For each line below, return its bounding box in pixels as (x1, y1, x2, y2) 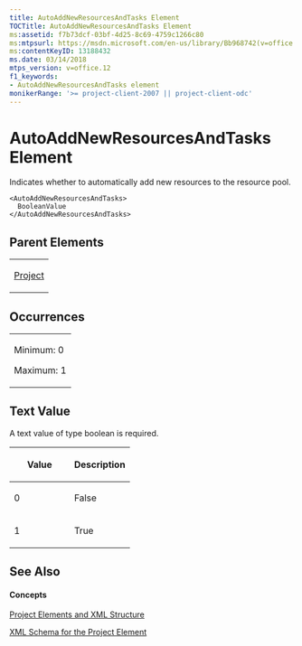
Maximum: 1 (14, 364, 67, 377)
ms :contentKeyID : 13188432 (9, 47, 111, 56)
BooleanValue (17, 202, 67, 211)
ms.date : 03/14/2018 (9, 55, 88, 64)
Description (73, 458, 126, 471)
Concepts (9, 589, 47, 600)
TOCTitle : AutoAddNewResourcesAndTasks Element (9, 22, 193, 31)
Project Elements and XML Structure (9, 609, 145, 620)
